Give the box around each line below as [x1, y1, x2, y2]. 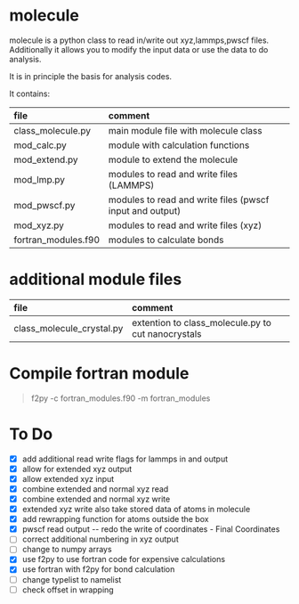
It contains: [9, 88, 51, 99]
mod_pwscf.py [13, 199, 76, 211]
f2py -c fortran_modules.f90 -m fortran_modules [30, 393, 211, 404]
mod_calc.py [13, 139, 67, 151]
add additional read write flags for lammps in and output [21, 453, 229, 464]
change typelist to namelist [21, 574, 122, 584]
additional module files [9, 269, 182, 290]
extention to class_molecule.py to [132, 316, 271, 329]
